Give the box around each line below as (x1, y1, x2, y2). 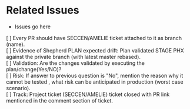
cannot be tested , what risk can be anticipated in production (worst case (6, 78, 184, 85)
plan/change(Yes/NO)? (6, 65, 62, 72)
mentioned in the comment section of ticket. (6, 97, 114, 104)
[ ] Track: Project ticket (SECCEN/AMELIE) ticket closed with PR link (6, 91, 170, 98)
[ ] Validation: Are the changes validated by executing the (6, 60, 145, 67)
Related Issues (6, 4, 79, 17)
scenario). (6, 84, 31, 91)
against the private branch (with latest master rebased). (6, 53, 141, 60)
